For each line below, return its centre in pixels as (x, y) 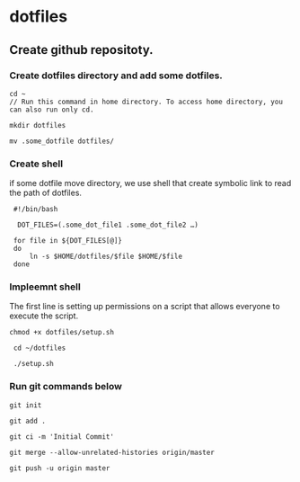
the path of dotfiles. (46, 193)
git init (26, 405)
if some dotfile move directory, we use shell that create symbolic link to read (150, 183)
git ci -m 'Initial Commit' (62, 437)
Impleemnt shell (45, 287)
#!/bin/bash (35, 210)
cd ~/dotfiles (40, 348)
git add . (28, 421)
